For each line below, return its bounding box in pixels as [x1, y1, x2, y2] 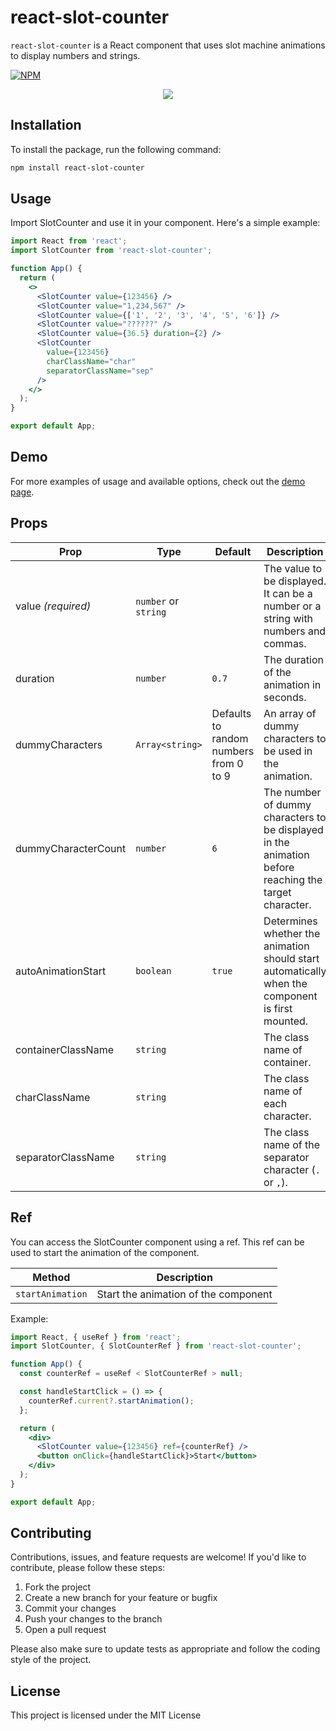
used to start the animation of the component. [10, 1246, 200, 1258]
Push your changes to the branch [24, 1613, 163, 1625]
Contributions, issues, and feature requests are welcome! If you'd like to [10, 1551, 307, 1563]
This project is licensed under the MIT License [10, 1709, 202, 1721]
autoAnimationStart [15, 964, 107, 978]
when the [263, 976, 308, 990]
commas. [263, 636, 307, 650]
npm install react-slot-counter [10, 162, 145, 173]
